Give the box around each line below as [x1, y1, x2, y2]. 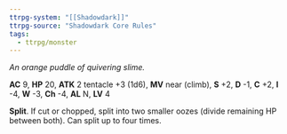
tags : [9, 29, 29, 38]
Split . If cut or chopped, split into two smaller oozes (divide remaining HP [9, 106, 277, 116]
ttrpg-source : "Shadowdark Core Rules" [9, 21, 157, 30]
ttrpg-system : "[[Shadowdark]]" [9, 12, 129, 22]
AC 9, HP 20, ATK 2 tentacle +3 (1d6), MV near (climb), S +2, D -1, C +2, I [9, 79, 279, 90]
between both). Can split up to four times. [9, 115, 162, 126]
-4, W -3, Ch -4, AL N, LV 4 [9, 89, 111, 99]
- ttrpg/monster [17, 37, 77, 47]
